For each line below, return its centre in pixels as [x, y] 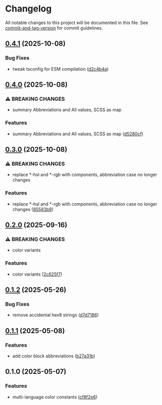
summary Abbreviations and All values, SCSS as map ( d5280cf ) [78, 134]
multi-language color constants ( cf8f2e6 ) [55, 397]
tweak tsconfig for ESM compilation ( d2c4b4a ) [60, 69]
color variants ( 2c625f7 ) [37, 274]
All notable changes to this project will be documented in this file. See [77, 23]
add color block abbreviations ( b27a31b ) [54, 356]
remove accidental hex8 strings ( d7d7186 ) [55, 315]
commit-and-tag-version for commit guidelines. [54, 28]
